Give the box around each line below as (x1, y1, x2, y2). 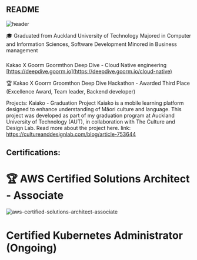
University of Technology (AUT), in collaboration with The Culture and (6, 118, 175, 125)
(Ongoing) (6, 241, 57, 255)
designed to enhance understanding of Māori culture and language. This (6, 105, 182, 112)
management (6, 46, 38, 54)
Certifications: (6, 148, 61, 158)
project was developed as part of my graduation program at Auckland (6, 112, 175, 119)
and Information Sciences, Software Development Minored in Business (6, 41, 178, 48)
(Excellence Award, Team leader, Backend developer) (6, 88, 136, 95)
